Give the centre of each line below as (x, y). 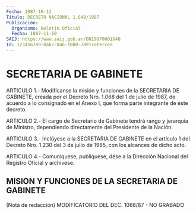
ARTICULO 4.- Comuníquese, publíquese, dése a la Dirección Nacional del (97, 156)
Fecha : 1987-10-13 (29, 12)
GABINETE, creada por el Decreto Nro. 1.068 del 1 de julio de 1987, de (91, 97)
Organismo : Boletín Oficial (46, 28)
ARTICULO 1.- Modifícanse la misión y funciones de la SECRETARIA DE (93, 90)
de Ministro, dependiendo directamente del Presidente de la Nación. (90, 127)
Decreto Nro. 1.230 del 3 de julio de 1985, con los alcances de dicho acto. (96, 145)
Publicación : (22, 23)
